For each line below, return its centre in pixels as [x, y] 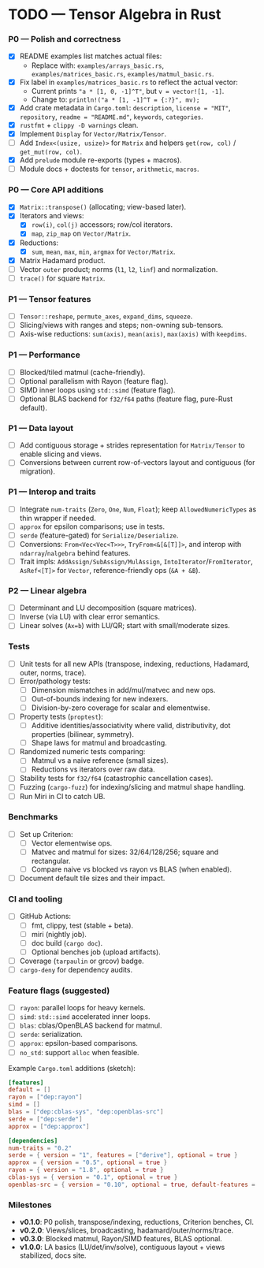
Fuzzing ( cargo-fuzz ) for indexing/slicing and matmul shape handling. [132, 787]
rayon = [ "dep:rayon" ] [45, 1097]
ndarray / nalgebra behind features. [75, 552]
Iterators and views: [52, 216]
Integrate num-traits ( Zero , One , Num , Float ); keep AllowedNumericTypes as [138, 509]
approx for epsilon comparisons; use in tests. [92, 526]
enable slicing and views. [61, 454]
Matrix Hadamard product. [63, 260]
